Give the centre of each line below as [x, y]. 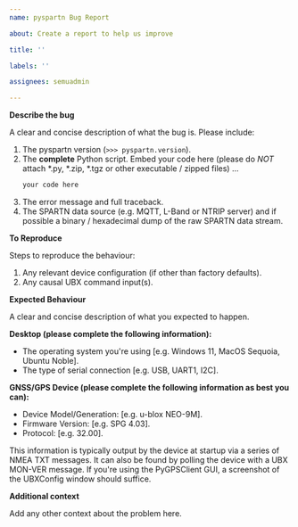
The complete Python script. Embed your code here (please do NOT [148, 159]
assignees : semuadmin [50, 82]
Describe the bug [42, 115]
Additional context [45, 496]
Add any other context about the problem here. [96, 513]
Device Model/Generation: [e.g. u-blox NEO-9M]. [112, 414]
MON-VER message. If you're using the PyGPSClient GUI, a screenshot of [145, 469]
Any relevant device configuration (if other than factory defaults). [142, 272]
